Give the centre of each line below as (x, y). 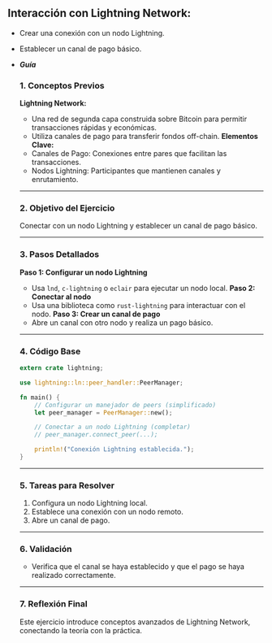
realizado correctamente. (73, 576)
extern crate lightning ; (61, 368)
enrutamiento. (55, 180)
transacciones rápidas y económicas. (94, 128)
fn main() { (39, 398)
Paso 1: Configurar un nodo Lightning (83, 272)
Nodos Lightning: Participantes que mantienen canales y (126, 171)
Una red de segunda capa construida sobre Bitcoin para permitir (139, 119)
